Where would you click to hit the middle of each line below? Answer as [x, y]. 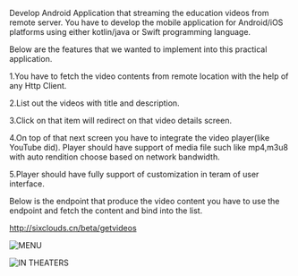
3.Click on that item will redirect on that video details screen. [121, 121]
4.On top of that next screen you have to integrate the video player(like [140, 138]
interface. [27, 184]
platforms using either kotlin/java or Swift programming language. [130, 32]
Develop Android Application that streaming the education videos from [140, 13]
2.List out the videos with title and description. [95, 103]
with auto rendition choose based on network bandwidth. [115, 157]
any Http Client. [38, 86]
